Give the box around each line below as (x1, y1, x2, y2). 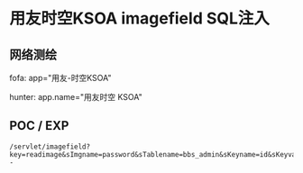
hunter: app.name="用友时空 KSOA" (9, 92, 142, 102)
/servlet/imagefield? (9, 141, 91, 151)
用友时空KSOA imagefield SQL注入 (9, 8, 271, 29)
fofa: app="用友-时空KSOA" (9, 73, 112, 83)
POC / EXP (9, 118, 69, 133)
